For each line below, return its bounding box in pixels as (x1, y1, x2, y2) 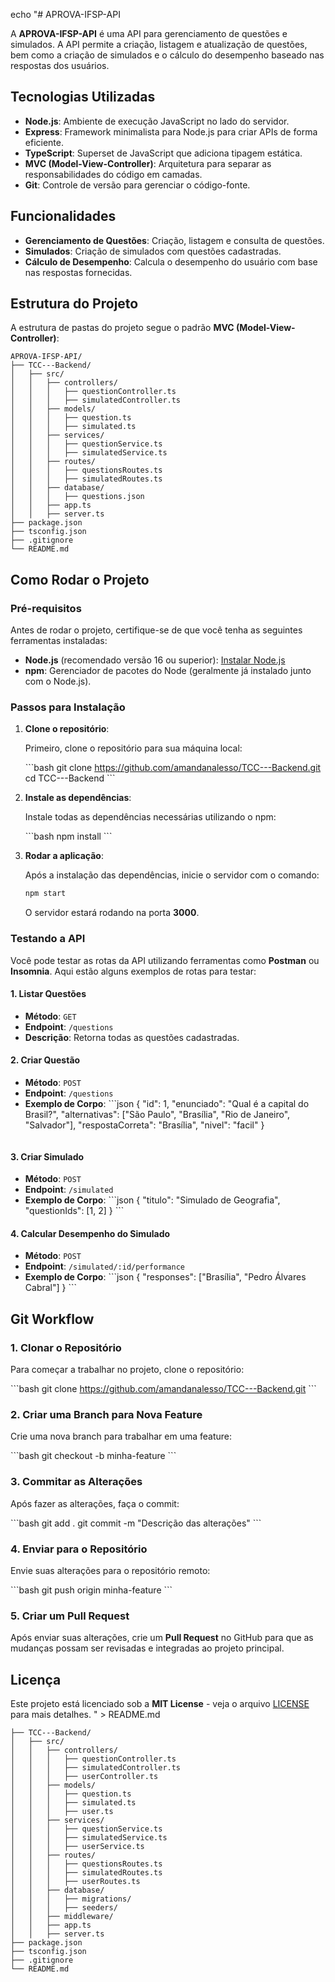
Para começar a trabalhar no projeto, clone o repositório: (10, 1364, 245, 1376)
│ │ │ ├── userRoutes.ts (10, 1877, 141, 1887)
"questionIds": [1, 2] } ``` (24, 1205, 125, 1217)
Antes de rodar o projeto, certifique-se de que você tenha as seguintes (10, 624, 303, 636)
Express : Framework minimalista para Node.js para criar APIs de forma (24, 125, 318, 138)
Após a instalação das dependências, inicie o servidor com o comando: (24, 869, 320, 881)
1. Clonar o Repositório (10, 1340, 122, 1354)
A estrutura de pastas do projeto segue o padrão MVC (10, 322, 235, 334)
